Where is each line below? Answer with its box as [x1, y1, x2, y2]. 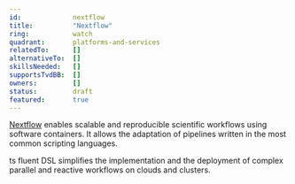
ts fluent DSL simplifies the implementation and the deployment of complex [9, 156, 283, 166]
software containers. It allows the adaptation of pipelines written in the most [9, 129, 286, 140]
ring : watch [9, 29, 93, 38]
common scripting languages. [9, 138, 118, 149]
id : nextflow [9, 12, 105, 22]
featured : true [9, 95, 89, 104]
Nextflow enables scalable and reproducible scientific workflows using [9, 119, 268, 130]
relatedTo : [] [9, 46, 82, 55]
